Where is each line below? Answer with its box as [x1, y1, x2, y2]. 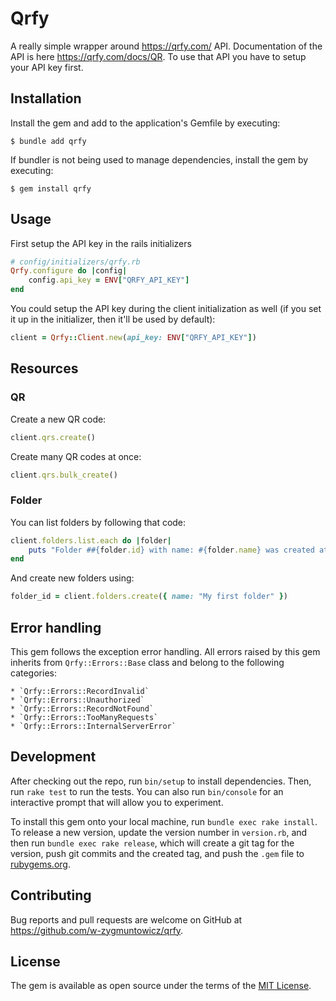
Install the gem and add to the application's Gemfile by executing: [10, 117, 281, 129]
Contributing [10, 887, 92, 904]
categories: [10, 667, 57, 679]
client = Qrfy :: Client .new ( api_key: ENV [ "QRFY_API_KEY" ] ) [10, 333, 257, 343]
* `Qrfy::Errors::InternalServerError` [10, 721, 177, 731]
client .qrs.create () [10, 432, 97, 442]
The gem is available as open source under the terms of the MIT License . [10, 980, 312, 992]
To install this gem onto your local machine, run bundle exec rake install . [10, 815, 318, 827]
